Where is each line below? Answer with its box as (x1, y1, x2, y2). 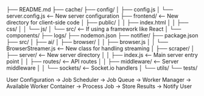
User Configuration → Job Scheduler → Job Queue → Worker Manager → (6, 76, 192, 83)
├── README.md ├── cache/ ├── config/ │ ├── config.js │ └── (6, 6, 174, 13)
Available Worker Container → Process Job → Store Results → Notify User (6, 83, 192, 90)
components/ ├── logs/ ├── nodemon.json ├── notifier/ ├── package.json (6, 32, 199, 39)
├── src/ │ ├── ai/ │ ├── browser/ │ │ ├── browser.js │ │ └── (6, 39, 169, 45)
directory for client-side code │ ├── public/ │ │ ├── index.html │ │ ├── (6, 19, 189, 26)
